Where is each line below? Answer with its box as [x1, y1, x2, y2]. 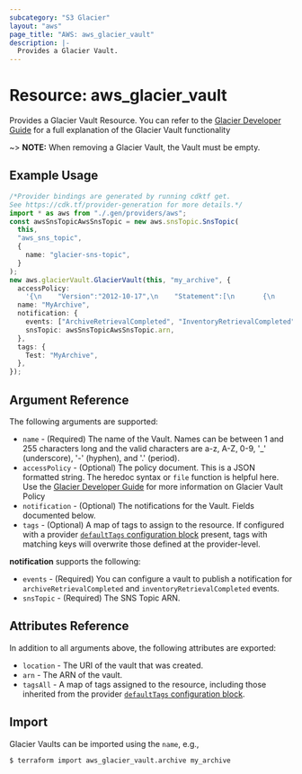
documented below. [22, 510, 96, 520]
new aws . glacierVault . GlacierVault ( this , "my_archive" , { [9, 275, 231, 284]
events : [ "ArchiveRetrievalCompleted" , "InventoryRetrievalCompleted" [25, 317, 296, 326]
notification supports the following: [9, 556, 141, 566]
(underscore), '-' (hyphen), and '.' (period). [22, 452, 180, 463]
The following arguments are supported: [9, 415, 159, 427]
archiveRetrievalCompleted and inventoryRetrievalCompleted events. [22, 583, 280, 593]
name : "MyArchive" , [17, 300, 91, 310]
